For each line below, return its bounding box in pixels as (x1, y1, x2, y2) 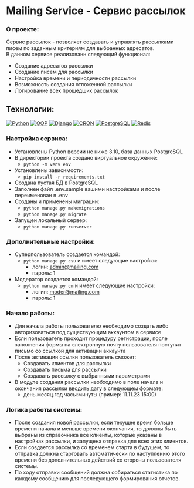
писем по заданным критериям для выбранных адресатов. (6, 45, 155, 52)
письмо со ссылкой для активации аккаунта (14, 348, 126, 355)
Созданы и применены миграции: (14, 198, 100, 205)
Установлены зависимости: (14, 166, 84, 174)
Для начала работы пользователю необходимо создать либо (14, 322, 169, 329)
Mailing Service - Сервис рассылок (6, 4, 186, 18)
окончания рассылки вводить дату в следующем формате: (14, 385, 163, 392)
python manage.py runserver (23, 224, 92, 230)
